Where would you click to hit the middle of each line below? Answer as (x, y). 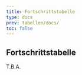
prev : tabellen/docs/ (33, 23)
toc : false (19, 28)
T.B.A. (14, 67)
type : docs (19, 17)
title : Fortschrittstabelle (41, 12)
